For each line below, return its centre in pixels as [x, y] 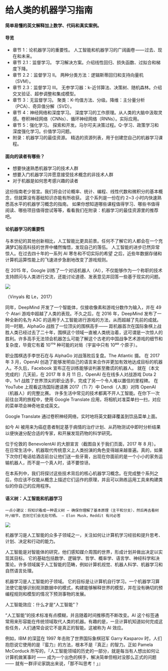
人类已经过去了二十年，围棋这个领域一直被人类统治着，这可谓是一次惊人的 [86, 332]
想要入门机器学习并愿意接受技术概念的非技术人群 [63, 175]
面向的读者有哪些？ [25, 156]
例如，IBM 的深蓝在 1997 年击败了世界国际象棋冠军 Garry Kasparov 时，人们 [84, 638]
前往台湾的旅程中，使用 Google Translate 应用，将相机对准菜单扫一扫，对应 [83, 399]
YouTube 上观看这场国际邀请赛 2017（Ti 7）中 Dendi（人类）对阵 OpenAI [81, 387]
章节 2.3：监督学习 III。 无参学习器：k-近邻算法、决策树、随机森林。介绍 [87, 87]
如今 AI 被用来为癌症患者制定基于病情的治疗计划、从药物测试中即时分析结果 [83, 427]
